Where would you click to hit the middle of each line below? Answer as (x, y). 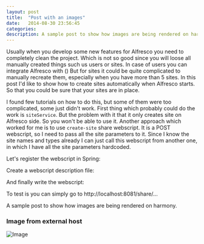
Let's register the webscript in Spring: (53, 159)
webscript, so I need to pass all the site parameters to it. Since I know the (98, 134)
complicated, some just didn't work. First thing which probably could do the (101, 108)
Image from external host (44, 222)
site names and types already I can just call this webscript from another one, (102, 140)
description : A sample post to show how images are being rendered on (97, 35)
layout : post (23, 12)
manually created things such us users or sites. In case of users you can (97, 65)
